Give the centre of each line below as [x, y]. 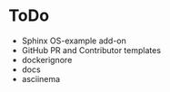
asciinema [41, 78]
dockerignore [47, 60]
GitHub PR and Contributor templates [91, 50]
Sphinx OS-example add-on [74, 41]
